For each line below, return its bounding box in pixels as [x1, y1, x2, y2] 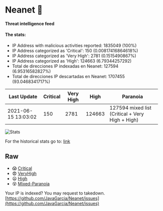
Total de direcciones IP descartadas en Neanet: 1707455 [12, 73, 125, 79]
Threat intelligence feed [5, 20, 55, 26]
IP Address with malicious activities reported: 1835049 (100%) [12, 42, 137, 48]
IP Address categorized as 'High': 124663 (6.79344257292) [12, 58, 132, 64]
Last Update [9, 93, 38, 100]
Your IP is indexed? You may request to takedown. [5, 190, 105, 196]
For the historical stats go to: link [5, 138, 70, 144]
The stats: [5, 32, 26, 38]
